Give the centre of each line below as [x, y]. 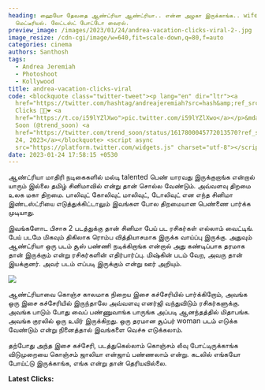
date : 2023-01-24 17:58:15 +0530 [63, 154]
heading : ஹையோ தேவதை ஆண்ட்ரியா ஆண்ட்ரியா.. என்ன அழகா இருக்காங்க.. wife [133, 15]
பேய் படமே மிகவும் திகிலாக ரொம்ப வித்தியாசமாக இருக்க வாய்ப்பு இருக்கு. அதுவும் [130, 237]
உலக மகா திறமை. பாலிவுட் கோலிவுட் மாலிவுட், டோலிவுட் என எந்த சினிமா [121, 195]
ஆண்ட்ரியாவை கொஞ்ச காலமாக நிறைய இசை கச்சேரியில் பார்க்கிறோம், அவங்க [128, 294]
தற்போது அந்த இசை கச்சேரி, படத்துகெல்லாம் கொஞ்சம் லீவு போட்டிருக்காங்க [123, 345]
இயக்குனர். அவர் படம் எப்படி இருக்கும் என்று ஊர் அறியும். [95, 264]
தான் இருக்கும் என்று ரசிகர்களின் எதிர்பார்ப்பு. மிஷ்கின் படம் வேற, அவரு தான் [125, 255]
